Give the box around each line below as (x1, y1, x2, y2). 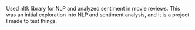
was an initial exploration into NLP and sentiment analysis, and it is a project (6, 11, 190, 18)
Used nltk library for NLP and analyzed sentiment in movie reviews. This (6, 5, 180, 12)
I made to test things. (6, 18, 58, 24)
